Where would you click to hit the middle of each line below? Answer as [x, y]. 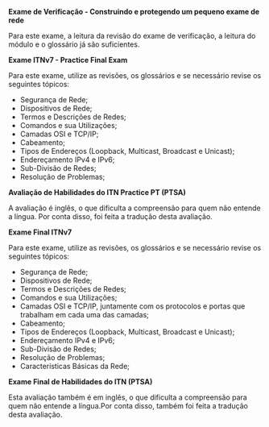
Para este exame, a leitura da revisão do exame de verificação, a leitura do [132, 36]
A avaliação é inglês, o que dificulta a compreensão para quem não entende [134, 208]
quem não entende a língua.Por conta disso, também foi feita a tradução [128, 406]
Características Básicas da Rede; [75, 366]
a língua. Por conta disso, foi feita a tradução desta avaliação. [111, 216]
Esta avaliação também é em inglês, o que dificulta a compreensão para [128, 397]
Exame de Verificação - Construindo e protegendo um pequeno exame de [134, 12]
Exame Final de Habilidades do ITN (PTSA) [81, 381]
